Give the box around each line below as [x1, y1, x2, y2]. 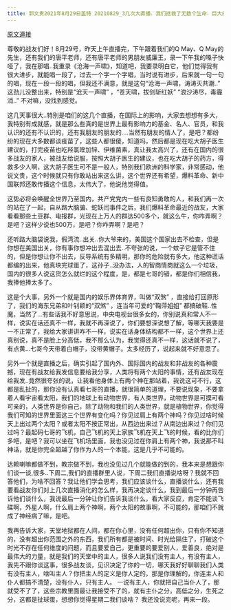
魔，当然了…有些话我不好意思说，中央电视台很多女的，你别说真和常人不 [7, 309, 212, 318]
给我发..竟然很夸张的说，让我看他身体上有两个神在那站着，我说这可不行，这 [7, 376, 222, 385]
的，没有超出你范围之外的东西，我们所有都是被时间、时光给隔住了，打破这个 [7, 535, 224, 543]
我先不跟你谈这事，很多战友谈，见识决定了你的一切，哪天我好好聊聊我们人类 [7, 560, 224, 569]
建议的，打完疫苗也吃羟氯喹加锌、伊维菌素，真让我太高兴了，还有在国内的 [7, 145, 218, 154]
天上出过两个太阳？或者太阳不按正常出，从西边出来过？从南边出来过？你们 [7, 419, 218, 427]
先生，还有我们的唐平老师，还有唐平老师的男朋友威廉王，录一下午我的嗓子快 [7, 53, 224, 61]
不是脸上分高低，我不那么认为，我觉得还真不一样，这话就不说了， [36, 336, 224, 344]
